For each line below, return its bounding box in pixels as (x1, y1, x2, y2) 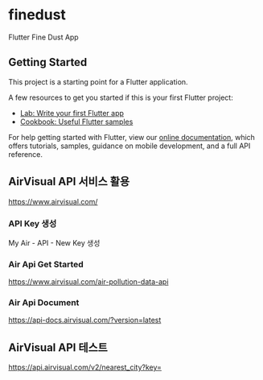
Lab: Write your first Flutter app (19, 108, 125, 118)
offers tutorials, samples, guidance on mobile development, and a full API (8, 141, 251, 151)
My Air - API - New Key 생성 (8, 237, 101, 247)
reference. (8, 149, 43, 159)
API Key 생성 (8, 218, 57, 229)
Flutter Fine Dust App (8, 32, 79, 42)
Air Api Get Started (8, 258, 84, 270)
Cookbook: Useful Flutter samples (19, 117, 134, 126)
